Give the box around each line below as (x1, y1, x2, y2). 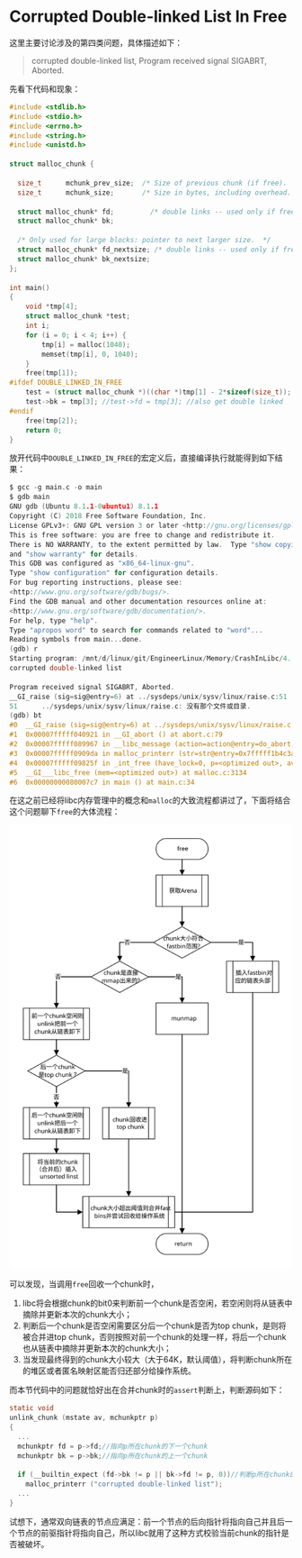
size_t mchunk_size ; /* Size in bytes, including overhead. (17, 187, 292, 197)
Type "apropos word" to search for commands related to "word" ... (9, 625, 263, 634)
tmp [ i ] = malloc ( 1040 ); (41, 340, 130, 349)
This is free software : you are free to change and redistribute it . (9, 530, 276, 540)
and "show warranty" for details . (9, 550, 139, 559)
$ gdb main (9, 493, 50, 502)
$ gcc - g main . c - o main (9, 483, 102, 492)
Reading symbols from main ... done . (9, 635, 143, 644)
